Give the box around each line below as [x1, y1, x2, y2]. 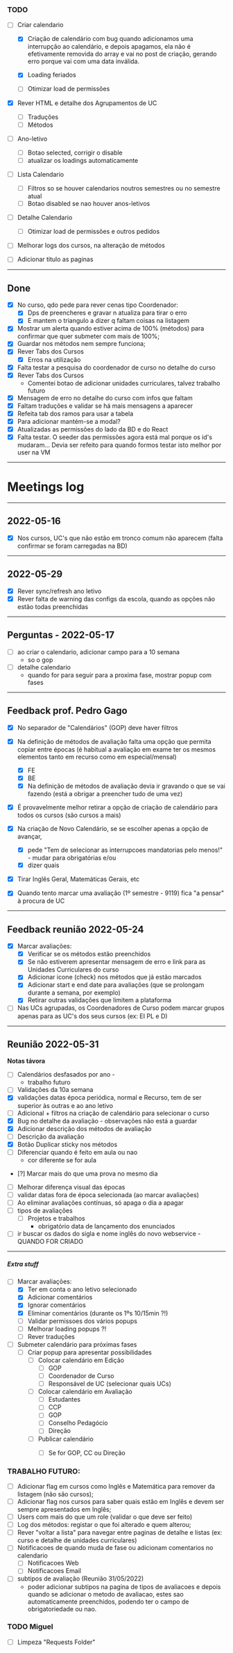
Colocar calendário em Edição [37, 1356, 125, 1364]
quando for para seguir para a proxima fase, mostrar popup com [27, 670, 212, 679]
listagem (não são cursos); [17, 1490, 94, 1498]
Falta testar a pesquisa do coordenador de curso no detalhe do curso [17, 363, 216, 372]
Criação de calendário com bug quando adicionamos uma [27, 35, 193, 43]
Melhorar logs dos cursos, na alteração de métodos [17, 242, 165, 250]
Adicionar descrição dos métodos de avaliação [17, 1124, 152, 1132]
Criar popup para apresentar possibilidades [27, 1348, 153, 1357]
